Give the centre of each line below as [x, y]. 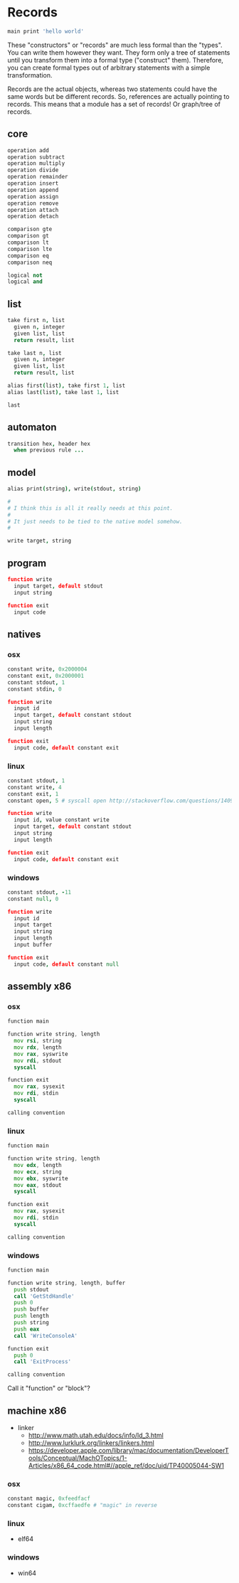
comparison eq [28, 256]
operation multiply [36, 164]
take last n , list [34, 353]
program [27, 563]
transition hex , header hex [49, 444]
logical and [25, 282]
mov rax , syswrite [41, 1054]
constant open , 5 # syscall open [57, 801]
